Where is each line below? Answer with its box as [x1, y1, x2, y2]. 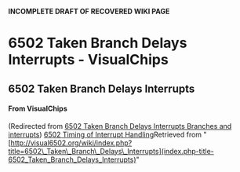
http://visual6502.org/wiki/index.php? [10, 137, 133, 148]
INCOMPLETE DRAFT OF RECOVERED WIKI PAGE [8, 7, 170, 16]
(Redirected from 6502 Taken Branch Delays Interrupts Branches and [8, 121, 232, 130]
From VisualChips [8, 104, 68, 113]
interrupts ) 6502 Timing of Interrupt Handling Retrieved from [8, 130, 202, 139]
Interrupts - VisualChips [8, 51, 169, 69]
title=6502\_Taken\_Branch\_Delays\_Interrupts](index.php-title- [8, 146, 214, 156]
